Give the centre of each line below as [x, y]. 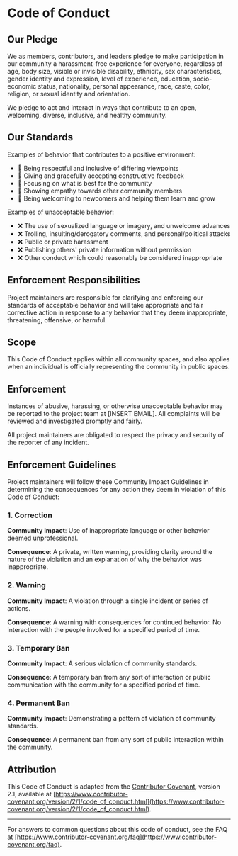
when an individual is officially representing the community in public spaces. [119, 367]
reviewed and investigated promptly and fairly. [75, 421]
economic [22, 86]
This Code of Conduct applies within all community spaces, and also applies [119, 359]
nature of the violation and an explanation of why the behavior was [104, 559]
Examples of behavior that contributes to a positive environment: [102, 154]
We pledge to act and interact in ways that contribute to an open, [102, 107]
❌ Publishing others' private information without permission [104, 249]
